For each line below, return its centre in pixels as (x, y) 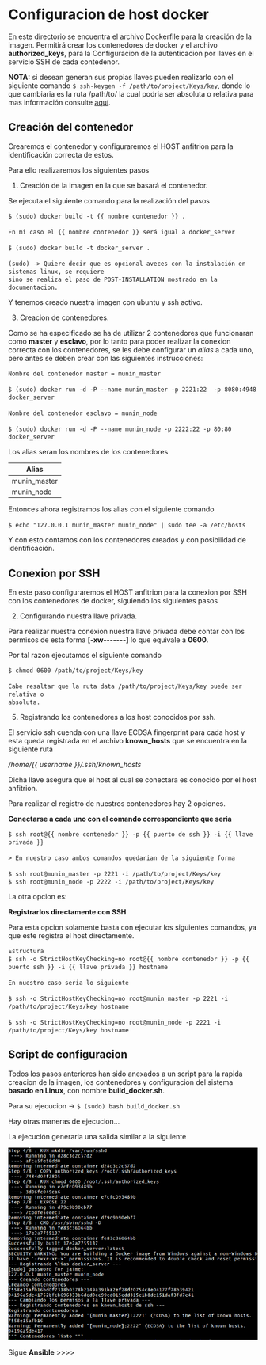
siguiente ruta (31, 749)
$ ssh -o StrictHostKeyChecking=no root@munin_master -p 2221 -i (118, 999)
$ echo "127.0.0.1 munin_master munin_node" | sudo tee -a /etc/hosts (127, 525)
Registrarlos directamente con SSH (67, 912)
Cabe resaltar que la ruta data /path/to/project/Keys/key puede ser (125, 686)
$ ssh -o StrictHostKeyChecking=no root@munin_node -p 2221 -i (115, 1023)
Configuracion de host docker (109, 15)
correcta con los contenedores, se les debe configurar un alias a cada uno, (131, 349)
